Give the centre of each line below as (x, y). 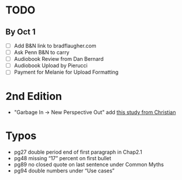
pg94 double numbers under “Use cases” (64, 171)
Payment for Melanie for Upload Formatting (66, 72)
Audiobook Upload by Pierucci (51, 65)
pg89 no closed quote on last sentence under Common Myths (89, 165)
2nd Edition (34, 96)
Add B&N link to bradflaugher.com (55, 46)
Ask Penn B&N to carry (42, 53)
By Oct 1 (20, 32)
